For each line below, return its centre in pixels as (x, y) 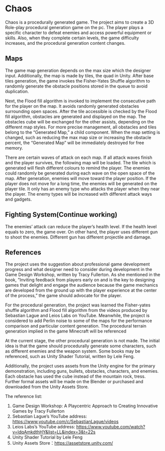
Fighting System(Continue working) (61, 215)
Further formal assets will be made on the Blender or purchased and (74, 382)
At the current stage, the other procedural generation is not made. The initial (82, 341)
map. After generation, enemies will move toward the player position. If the (81, 178)
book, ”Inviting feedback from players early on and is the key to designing (80, 280)
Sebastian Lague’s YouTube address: (49, 417)
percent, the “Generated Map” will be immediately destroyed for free (75, 143)
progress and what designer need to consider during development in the (79, 270)
